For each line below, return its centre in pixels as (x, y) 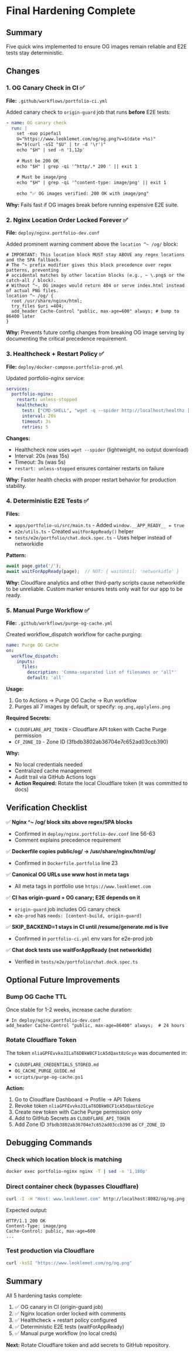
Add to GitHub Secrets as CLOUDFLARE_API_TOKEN (72, 1118)
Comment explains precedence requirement (68, 840)
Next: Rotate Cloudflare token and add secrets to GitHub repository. (88, 1345)
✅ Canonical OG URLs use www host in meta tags (68, 874)
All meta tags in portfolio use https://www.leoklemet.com (83, 886)
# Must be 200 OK (38, 161)
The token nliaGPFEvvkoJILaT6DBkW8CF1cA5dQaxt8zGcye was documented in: (97, 1053)
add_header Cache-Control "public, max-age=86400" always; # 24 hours (95, 1025)
